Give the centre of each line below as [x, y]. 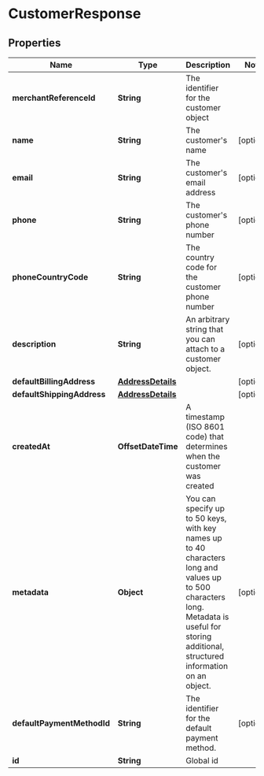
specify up [205, 509]
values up [204, 577]
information [207, 666]
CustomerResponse [75, 14]
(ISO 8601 [205, 427]
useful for [203, 627]
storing [199, 637]
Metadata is [207, 617]
